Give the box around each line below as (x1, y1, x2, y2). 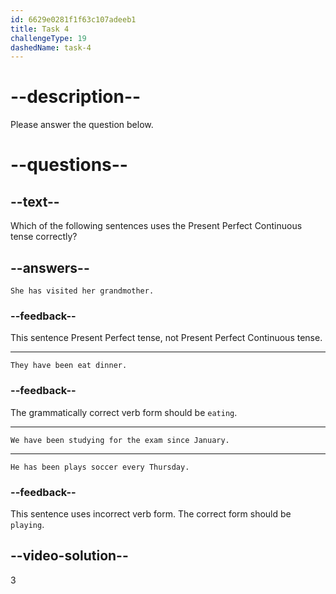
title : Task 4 (10, 24, 70, 34)
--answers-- (10, 259, 90, 276)
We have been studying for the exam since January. (10, 435, 230, 445)
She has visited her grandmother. (10, 286, 155, 296)
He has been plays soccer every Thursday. (10, 462, 190, 472)
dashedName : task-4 (10, 42, 92, 53)
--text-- (10, 193, 60, 210)
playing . (10, 518, 45, 530)
